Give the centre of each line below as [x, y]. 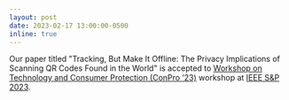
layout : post [33, 17]
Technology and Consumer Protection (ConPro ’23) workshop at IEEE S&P [144, 78]
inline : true [33, 34]
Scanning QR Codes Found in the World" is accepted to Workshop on [136, 68]
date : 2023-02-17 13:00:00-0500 [69, 26]
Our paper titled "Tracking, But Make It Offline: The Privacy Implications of [145, 59]
